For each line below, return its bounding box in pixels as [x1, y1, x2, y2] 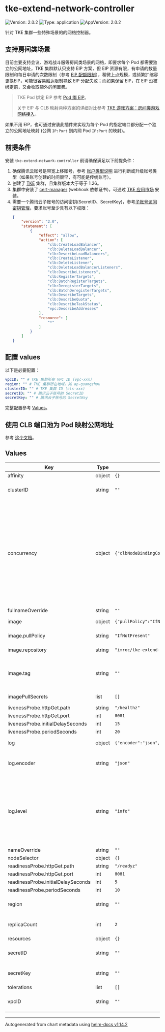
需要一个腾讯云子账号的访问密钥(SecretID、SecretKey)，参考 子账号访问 [12, 199, 157, 204]
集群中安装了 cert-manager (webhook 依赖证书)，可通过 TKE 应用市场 [12, 186, 154, 192]
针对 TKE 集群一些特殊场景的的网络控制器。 [5, 29, 93, 35]
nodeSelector [7, 854, 39, 861]
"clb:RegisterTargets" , [47, 274, 96, 279]
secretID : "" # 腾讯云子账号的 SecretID [5, 391, 84, 396]
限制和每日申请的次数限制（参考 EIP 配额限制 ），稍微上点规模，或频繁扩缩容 [5, 71, 158, 77]
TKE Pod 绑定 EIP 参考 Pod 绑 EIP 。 [17, 94, 89, 100]
